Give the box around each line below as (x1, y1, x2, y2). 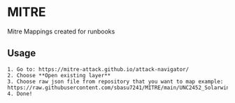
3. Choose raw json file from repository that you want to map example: (7, 78, 224, 85)
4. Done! (7, 90, 33, 97)
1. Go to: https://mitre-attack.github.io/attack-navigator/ (7, 65, 190, 73)
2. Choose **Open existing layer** (7, 72, 111, 79)
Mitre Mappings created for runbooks (7, 27, 115, 35)
